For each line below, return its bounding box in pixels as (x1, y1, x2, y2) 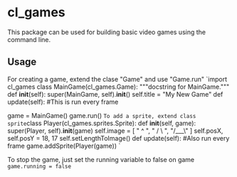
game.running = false (7, 163, 72, 170)
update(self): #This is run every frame (7, 97, 119, 106)
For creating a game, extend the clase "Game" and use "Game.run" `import (7, 75, 228, 83)
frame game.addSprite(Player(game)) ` (7, 141, 121, 150)
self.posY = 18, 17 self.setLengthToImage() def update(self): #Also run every (7, 134, 230, 142)
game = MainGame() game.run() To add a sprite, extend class (7, 111, 196, 119)
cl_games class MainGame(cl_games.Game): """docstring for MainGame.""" (7, 82, 230, 91)
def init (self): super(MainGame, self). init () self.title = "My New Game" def (7, 90, 223, 98)
